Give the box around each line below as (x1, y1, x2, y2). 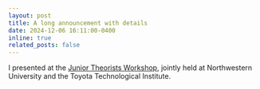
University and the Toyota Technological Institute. (8, 72, 171, 81)
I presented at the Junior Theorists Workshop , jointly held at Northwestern (8, 63, 253, 72)
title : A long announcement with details (8, 19, 148, 27)
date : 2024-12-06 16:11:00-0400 (8, 26, 116, 34)
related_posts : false (8, 41, 81, 49)
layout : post (8, 11, 52, 20)
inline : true (8, 33, 52, 42)
